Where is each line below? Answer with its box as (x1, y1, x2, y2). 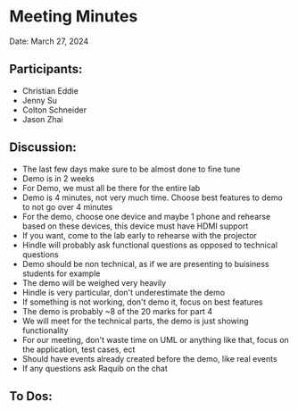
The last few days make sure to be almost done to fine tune (21, 163, 241, 174)
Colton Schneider (21, 105, 87, 115)
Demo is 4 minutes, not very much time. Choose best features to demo (21, 192, 283, 203)
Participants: (9, 62, 83, 77)
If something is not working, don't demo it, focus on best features (21, 297, 263, 307)
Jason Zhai (21, 113, 63, 124)
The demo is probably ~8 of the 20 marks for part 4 (21, 305, 212, 316)
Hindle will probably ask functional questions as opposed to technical (21, 239, 278, 250)
